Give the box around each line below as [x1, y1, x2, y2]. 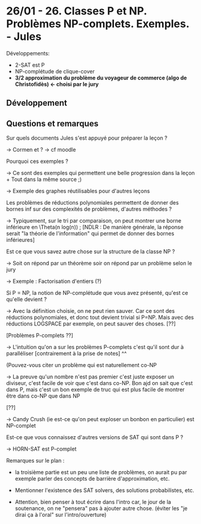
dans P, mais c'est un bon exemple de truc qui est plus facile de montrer [6, 386, 185, 393]
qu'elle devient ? [6, 296, 47, 303]
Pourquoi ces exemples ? [6, 158, 68, 165]
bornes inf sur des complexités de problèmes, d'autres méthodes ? [6, 206, 172, 213]
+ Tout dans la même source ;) [6, 176, 82, 183]
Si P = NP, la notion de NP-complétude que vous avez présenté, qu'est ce [6, 289, 188, 297]
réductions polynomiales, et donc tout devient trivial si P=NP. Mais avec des [6, 314, 194, 321]
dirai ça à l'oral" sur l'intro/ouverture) [14, 511, 107, 519]
